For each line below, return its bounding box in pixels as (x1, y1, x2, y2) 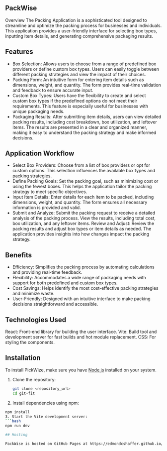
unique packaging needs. (12, 108, 65, 114)
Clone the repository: (12, 376, 56, 382)
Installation (5, 353, 41, 362)
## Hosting (5, 433, 28, 438)
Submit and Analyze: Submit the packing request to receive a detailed (12, 210, 156, 216)
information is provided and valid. (12, 205, 81, 211)
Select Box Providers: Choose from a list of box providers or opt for (12, 162, 151, 168)
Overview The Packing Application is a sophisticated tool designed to (5, 17, 148, 23)
